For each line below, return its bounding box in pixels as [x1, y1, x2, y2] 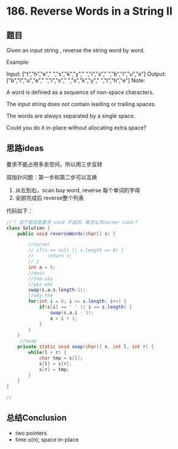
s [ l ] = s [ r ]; [38, 361, 72, 367]
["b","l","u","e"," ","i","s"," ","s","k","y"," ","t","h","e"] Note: [6, 77, 145, 84]
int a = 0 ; [28, 264, 56, 270]
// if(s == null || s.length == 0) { [28, 247, 124, 254]
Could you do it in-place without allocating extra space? [6, 124, 147, 131]
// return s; [28, 253, 72, 259]
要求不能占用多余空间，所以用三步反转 [6, 160, 102, 168]
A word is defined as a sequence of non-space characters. [6, 88, 154, 96]
